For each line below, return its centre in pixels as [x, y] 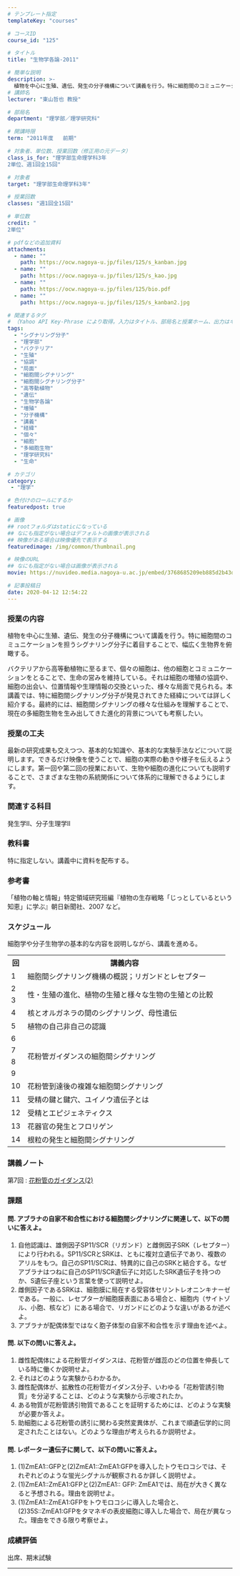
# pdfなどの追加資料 [34, 243]
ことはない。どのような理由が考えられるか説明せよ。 [121, 1432]
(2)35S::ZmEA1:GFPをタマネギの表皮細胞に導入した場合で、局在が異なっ [125, 1511]
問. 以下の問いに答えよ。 [44, 1343]
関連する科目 [30, 807]
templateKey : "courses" [43, 21]
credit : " [22, 223]
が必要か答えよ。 [43, 1414]
